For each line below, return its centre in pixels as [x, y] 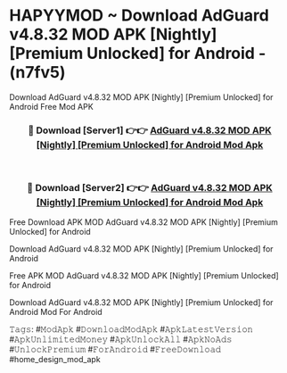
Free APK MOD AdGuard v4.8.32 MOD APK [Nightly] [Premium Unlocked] [144, 275]
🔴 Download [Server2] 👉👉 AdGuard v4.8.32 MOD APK [150, 188]
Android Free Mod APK [51, 106]
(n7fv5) [37, 73]
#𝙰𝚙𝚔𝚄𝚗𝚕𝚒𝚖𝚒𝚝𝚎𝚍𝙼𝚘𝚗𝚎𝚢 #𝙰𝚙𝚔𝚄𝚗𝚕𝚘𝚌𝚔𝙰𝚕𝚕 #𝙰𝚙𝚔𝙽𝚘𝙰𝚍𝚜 [121, 339]
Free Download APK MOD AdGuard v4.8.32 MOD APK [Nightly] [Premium [144, 222]
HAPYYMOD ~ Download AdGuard [139, 16]
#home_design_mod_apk [55, 359]
